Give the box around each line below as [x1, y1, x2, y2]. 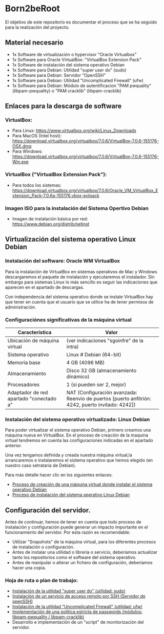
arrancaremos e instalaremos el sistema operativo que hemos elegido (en [5, 458, 153, 463]
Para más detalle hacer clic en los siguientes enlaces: [5, 472, 113, 478]
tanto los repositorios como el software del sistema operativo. [12, 554, 137, 560]
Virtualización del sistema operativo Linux [5, 235, 136, 243]
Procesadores [7, 381, 40, 388]
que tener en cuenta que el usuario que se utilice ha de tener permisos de [5, 299, 154, 305]
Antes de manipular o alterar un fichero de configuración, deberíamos [12, 560, 153, 566]
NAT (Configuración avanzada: [66, 389, 138, 396]
